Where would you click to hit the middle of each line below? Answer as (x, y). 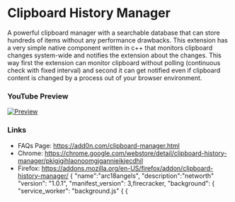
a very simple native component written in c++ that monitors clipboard (110, 47)
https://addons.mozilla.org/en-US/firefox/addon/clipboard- (127, 168)
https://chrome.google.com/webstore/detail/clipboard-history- (136, 153)
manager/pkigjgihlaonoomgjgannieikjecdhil (80, 160)
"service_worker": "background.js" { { (73, 191)
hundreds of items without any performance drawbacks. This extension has (117, 40)
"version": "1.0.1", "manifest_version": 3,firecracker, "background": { (116, 183)
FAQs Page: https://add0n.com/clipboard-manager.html (99, 145)
